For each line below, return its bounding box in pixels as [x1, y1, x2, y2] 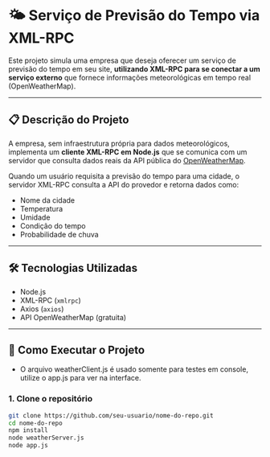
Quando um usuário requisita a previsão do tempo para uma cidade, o [8, 171, 239, 181]
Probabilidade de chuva [19, 229, 99, 239]
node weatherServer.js [8, 434, 84, 443]
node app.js [8, 442, 48, 450]
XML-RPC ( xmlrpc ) [19, 295, 82, 305]
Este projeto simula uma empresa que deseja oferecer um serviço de [8, 56, 237, 65]
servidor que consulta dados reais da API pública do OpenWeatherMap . [8, 155, 247, 165]
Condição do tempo [19, 220, 86, 230]
